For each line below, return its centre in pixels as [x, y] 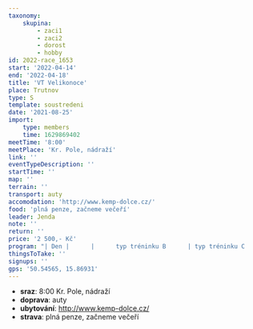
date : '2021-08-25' [41, 113]
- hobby [50, 53]
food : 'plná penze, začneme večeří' [69, 209]
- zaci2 [50, 38]
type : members [46, 127]
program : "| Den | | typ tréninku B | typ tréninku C [127, 247]
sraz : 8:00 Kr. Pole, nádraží [65, 291]
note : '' [23, 224]
